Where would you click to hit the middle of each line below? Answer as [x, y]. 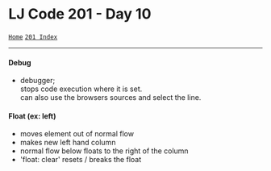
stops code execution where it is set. [81, 89]
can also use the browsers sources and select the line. [110, 98]
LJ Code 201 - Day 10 [80, 14]
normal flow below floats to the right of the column [104, 151]
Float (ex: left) [32, 116]
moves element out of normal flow [77, 134]
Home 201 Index [33, 37]
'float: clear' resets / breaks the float [81, 160]
